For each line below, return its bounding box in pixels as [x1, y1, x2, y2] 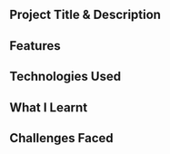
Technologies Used [9, 69, 121, 84]
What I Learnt [9, 100, 88, 115]
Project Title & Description [9, 7, 162, 23]
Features [9, 38, 61, 53]
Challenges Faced [9, 130, 114, 146]
